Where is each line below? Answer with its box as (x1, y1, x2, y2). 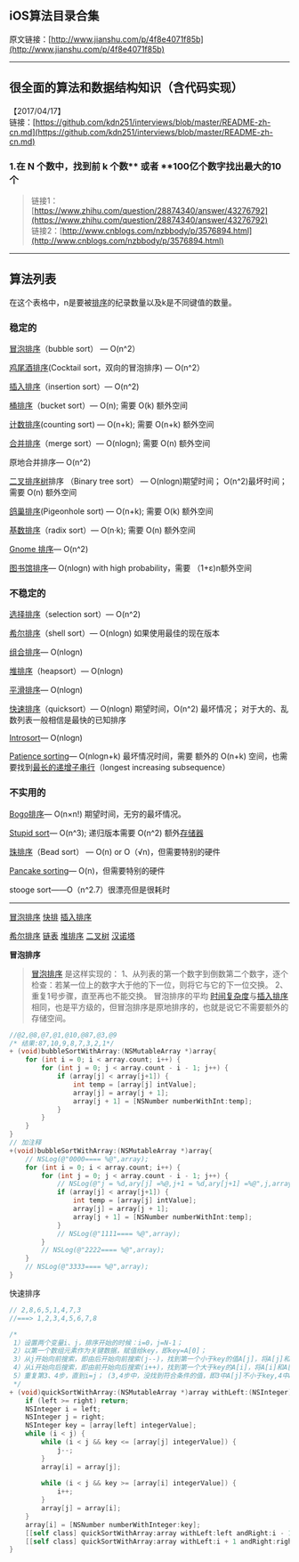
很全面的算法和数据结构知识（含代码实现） (9, 80, 243, 95)
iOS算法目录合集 (9, 8, 100, 24)
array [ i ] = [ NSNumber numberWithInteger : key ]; (25, 1520, 201, 1529)
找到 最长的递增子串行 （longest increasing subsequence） (16, 762, 230, 773)
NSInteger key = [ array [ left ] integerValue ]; (25, 1421, 198, 1430)
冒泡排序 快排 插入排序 (9, 911, 92, 922)
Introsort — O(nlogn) (9, 733, 83, 744)
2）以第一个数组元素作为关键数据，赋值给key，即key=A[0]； (12, 1346, 207, 1355)
